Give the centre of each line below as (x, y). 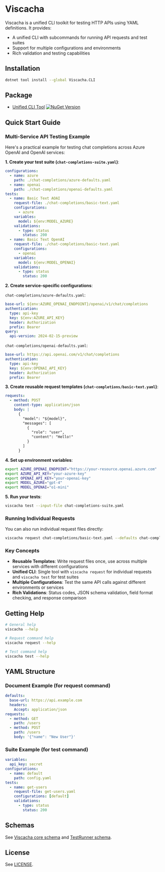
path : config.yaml (33, 778)
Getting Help (25, 613)
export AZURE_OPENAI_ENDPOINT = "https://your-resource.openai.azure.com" (81, 469)
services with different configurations (50, 567)
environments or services (38, 587)
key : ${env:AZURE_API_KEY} (37, 318)
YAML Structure (30, 672)
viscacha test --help (27, 656)
